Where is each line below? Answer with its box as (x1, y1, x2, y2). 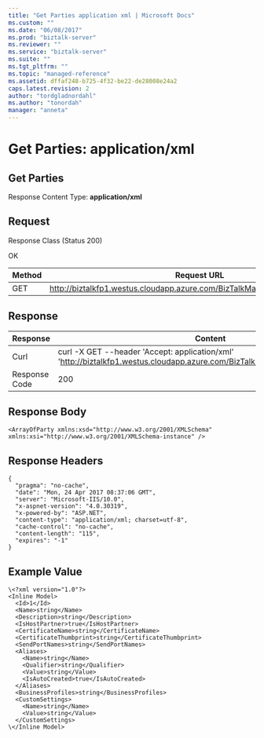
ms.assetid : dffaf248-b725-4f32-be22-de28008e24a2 (8, 77, 178, 85)
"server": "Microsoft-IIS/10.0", (15, 495, 125, 503)
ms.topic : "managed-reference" (8, 70, 111, 78)
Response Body (8, 405, 87, 418)
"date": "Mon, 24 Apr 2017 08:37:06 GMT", (15, 488, 156, 497)
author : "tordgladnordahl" (8, 92, 97, 100)
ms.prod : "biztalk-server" (8, 33, 97, 42)
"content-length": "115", (15, 530, 101, 538)
